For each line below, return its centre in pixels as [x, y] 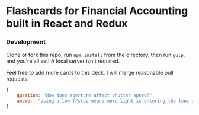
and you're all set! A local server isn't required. [63, 61]
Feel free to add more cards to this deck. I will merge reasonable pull [90, 73]
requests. [18, 79]
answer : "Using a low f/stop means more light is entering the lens [103, 101]
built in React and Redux [67, 23]
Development [26, 42]
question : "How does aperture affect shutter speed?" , [86, 95]
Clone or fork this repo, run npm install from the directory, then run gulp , [96, 55]
